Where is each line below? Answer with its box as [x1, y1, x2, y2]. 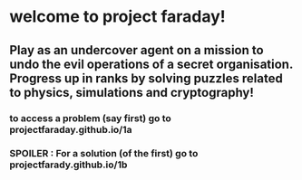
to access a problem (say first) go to [9, 111, 172, 124]
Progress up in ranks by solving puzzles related [9, 71, 283, 86]
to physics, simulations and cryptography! [9, 84, 254, 100]
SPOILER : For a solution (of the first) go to [9, 147, 199, 160]
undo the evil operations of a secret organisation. [9, 56, 293, 71]
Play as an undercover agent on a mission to [9, 43, 265, 58]
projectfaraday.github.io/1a [9, 123, 133, 136]
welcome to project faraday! [9, 6, 227, 27]
